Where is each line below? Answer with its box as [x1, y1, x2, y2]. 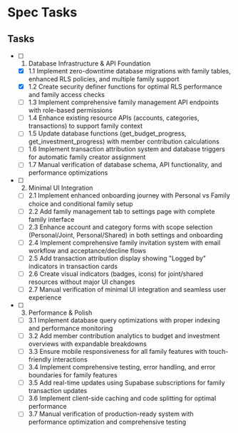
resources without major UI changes [28, 277, 135, 286]
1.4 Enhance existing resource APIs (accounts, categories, [28, 113, 200, 122]
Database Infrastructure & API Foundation [28, 59, 151, 68]
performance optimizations [28, 168, 108, 177]
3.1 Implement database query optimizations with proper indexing [28, 315, 220, 325]
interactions [52, 355, 88, 364]
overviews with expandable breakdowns [28, 340, 148, 348]
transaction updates [28, 387, 88, 395]
